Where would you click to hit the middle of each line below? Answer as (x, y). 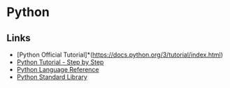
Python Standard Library (52, 77)
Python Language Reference (58, 69)
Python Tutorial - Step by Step (60, 62)
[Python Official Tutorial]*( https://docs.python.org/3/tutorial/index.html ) (120, 54)
